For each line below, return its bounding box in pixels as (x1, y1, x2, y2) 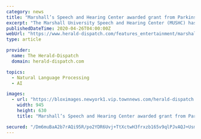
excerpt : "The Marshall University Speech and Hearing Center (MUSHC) (6, 20, 186, 26)
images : (6, 91, 26, 97)
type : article (6, 36, 42, 42)
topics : (6, 69, 26, 75)
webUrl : (6, 31, 26, 37)
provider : (6, 47, 31, 54)
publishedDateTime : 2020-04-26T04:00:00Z (6, 25, 111, 32)
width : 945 (17, 102, 44, 108)
